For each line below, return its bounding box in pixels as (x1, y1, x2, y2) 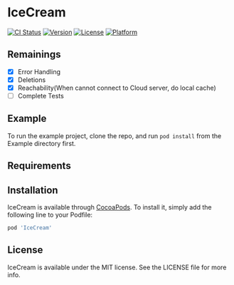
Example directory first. (7, 139, 76, 147)
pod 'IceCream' (7, 224, 53, 232)
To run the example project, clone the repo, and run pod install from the (7, 131, 222, 140)
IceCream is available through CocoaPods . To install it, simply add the (7, 203, 212, 212)
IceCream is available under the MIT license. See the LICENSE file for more (7, 263, 227, 271)
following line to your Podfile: (7, 211, 93, 219)
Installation (7, 184, 58, 196)
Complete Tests (17, 91, 64, 100)
